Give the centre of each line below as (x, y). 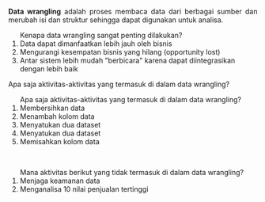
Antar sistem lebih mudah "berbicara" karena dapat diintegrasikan (127, 60)
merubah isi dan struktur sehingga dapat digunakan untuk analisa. (116, 20)
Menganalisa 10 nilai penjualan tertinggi (84, 189)
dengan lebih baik (49, 69)
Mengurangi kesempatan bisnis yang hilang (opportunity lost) (120, 52)
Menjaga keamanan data (60, 181)
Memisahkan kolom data (60, 141)
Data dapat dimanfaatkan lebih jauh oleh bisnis (96, 44)
